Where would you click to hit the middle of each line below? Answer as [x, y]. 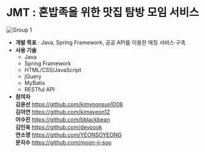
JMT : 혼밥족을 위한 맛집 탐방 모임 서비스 [103, 13]
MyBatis [35, 82]
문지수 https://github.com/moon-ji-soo [63, 142]
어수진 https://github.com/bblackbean [62, 119]
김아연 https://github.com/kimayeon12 [62, 112]
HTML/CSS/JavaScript [53, 70]
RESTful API [39, 89]
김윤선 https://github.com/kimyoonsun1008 [69, 104]
